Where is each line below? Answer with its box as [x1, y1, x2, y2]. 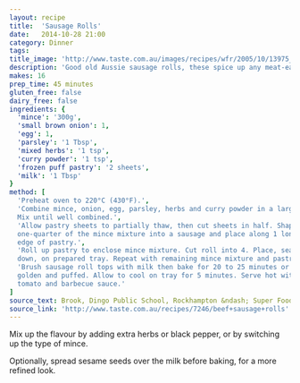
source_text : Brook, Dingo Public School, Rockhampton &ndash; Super [9, 296, 274, 305]
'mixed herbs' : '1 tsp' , [17, 146, 110, 155]
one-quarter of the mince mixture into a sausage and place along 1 [17, 229, 278, 238]
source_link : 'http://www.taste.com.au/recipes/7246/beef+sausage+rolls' [9, 304, 290, 313]
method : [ [9, 188, 46, 197]
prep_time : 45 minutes [9, 80, 94, 89]
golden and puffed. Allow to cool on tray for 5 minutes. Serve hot [17, 271, 278, 280]
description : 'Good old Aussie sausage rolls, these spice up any [9, 64, 262, 72]
